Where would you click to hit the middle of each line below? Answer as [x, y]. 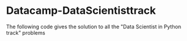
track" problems [26, 32]
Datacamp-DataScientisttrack [81, 11]
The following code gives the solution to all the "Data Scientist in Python [94, 27]
